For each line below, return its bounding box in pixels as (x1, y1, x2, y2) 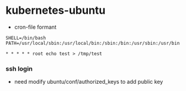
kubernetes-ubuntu (5, 4, 106, 17)
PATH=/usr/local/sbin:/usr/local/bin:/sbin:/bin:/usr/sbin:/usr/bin (5, 40, 180, 46)
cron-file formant (14, 23, 57, 31)
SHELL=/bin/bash (5, 35, 46, 41)
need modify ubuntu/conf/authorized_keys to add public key (14, 78, 163, 86)
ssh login (5, 64, 33, 72)
